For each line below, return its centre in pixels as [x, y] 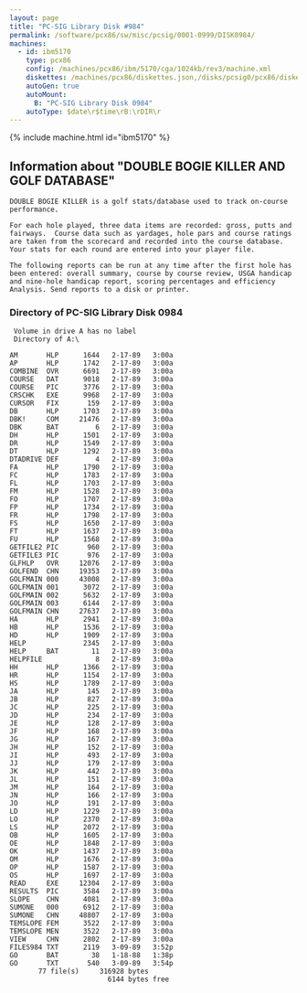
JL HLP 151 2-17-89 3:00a [91, 779]
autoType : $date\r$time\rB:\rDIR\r [94, 112]
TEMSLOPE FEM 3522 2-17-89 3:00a [91, 924]
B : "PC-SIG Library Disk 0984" [93, 103]
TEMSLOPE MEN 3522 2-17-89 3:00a [91, 932]
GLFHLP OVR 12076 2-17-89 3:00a [91, 563]
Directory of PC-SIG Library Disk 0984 [96, 312]
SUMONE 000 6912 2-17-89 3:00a [91, 908]
